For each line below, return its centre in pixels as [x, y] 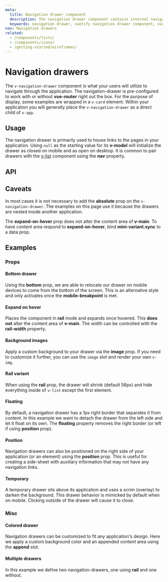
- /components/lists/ [32, 38]
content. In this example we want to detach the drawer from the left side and [84, 418]
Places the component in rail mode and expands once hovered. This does [81, 318]
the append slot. [22, 547]
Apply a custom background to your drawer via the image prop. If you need [83, 352]
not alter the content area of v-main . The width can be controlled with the [81, 324]
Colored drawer [22, 525]
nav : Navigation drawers [31, 29]
